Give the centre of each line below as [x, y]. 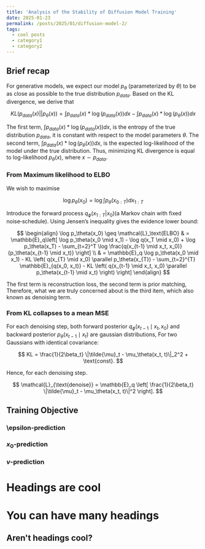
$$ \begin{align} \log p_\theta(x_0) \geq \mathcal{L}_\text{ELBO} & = [103, 233]
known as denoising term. [39, 298]
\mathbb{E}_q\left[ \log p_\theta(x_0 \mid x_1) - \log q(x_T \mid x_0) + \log [103, 240]
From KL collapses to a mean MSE [58, 313]
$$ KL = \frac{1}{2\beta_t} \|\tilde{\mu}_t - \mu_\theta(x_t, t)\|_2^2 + [103, 355]
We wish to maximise [33, 188]
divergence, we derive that [40, 102]
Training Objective [42, 411]
